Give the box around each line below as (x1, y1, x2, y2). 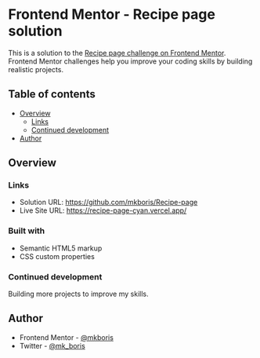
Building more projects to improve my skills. (8, 289, 149, 299)
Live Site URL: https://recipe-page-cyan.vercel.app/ (19, 206, 187, 215)
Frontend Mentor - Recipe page (8, 5, 215, 24)
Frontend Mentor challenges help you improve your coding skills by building (8, 57, 253, 66)
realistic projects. (8, 64, 64, 74)
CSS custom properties (19, 251, 96, 261)
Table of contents (8, 88, 96, 101)
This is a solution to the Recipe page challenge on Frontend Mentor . (8, 48, 226, 57)
